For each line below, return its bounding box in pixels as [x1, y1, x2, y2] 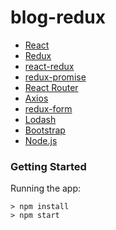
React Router [24, 81, 79, 93]
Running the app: [10, 182, 82, 195]
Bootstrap [24, 124, 66, 136]
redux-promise [24, 71, 87, 83]
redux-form [24, 102, 73, 115]
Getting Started [10, 159, 87, 173]
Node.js [24, 134, 58, 146]
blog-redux [10, 6, 106, 29]
